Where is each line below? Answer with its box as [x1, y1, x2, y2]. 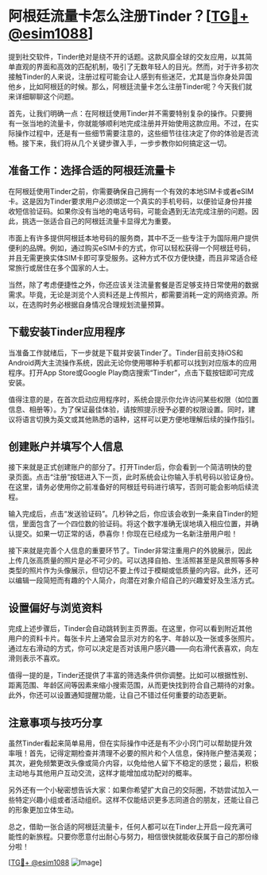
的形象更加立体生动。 [8, 805, 78, 815]
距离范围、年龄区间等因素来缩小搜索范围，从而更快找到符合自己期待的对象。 [8, 680, 259, 690]
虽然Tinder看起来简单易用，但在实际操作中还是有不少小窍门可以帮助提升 [8, 738, 246, 748]
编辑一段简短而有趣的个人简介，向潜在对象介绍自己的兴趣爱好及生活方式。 [14, 575, 259, 585]
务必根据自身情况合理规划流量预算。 [49, 300, 168, 309]
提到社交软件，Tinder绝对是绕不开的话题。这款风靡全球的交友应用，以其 [8, 52, 246, 61]
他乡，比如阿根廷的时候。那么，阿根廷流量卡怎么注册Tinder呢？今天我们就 [8, 81, 253, 91]
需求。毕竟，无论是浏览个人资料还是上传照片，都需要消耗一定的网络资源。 [8, 289, 252, 299]
